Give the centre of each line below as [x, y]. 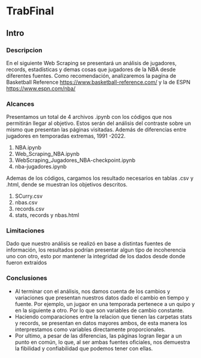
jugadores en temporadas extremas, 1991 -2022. [66, 136]
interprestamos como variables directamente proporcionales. [90, 329]
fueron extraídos [27, 263]
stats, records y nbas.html [47, 215]
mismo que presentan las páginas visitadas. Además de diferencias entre [96, 130]
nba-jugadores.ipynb [41, 167]
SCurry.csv [29, 196]
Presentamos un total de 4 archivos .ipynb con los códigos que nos [89, 117]
